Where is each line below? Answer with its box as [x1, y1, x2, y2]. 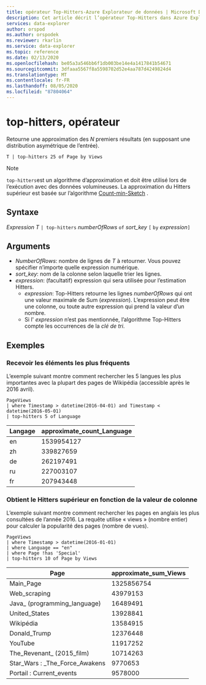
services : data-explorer [6, 20, 70, 26]
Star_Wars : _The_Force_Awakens [9, 659, 106, 668]
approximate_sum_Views [111, 569, 186, 578]
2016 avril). [6, 385, 35, 393]
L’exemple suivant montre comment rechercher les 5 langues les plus [6, 373, 181, 380]
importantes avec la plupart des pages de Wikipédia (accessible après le [6, 379, 190, 387]
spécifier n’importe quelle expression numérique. [15, 264, 140, 271]
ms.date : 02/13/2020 [6, 55, 59, 61]
